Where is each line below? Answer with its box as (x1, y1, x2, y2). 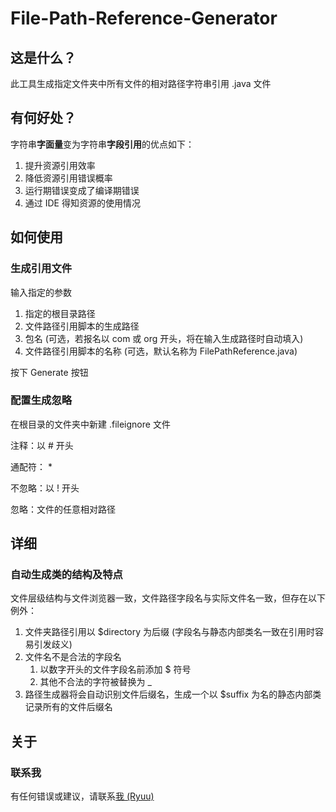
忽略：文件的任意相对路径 (10, 503, 116, 515)
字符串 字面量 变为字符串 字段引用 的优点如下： (10, 138, 195, 150)
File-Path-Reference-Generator (10, 7, 278, 30)
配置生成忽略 (10, 393, 73, 407)
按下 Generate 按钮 (10, 366, 89, 378)
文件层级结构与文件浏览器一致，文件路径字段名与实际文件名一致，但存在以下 (10, 592, 326, 604)
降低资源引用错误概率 (24, 172, 113, 184)
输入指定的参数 (10, 286, 72, 298)
